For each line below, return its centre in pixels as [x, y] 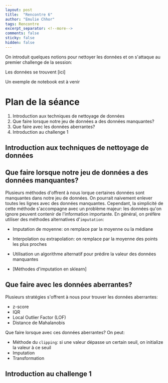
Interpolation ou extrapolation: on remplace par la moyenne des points [85, 239]
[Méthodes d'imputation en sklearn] [49, 269]
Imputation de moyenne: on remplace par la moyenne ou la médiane [83, 229]
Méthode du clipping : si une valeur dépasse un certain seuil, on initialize [88, 342]
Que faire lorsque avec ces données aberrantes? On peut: [65, 332]
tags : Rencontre [22, 24]
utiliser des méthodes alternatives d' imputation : [55, 219]
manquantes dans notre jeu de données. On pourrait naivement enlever [79, 198]
